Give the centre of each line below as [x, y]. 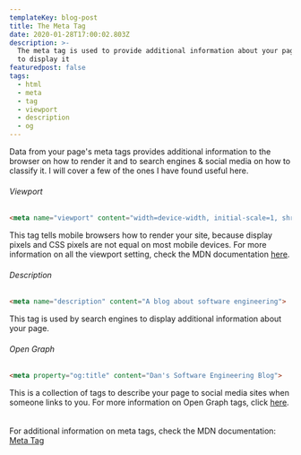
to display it [43, 59]
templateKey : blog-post [54, 17]
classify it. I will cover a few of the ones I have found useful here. [129, 171]
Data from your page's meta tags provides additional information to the [140, 152]
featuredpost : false [48, 68]
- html [30, 84]
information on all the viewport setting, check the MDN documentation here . [150, 254]
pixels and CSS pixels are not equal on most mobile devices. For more [138, 245]
